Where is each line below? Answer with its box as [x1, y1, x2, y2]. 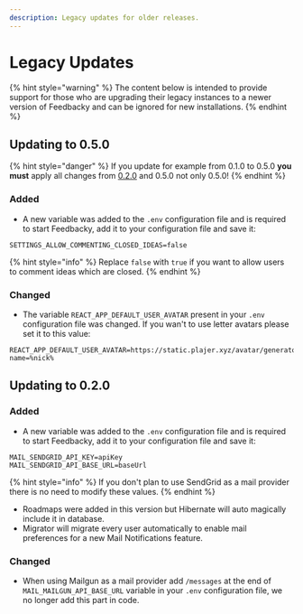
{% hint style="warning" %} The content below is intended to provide [9, 82, 268, 93]
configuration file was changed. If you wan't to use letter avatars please [22, 318, 289, 330]
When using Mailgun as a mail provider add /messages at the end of [22, 575, 272, 586]
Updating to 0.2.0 [9, 378, 111, 394]
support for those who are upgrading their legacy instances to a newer [9, 91, 272, 102]
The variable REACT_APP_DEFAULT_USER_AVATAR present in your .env [22, 309, 265, 320]
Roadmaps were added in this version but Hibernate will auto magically [22, 503, 287, 515]
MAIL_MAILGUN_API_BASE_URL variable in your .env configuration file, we [22, 584, 283, 596]
